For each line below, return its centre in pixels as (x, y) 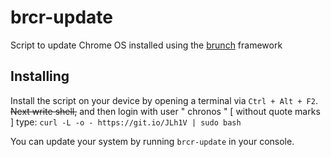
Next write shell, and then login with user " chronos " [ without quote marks (165, 111)
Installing (40, 76)
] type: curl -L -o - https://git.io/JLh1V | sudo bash (126, 122)
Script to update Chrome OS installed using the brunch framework (146, 45)
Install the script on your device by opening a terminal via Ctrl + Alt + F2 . (164, 100)
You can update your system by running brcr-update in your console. (152, 141)
